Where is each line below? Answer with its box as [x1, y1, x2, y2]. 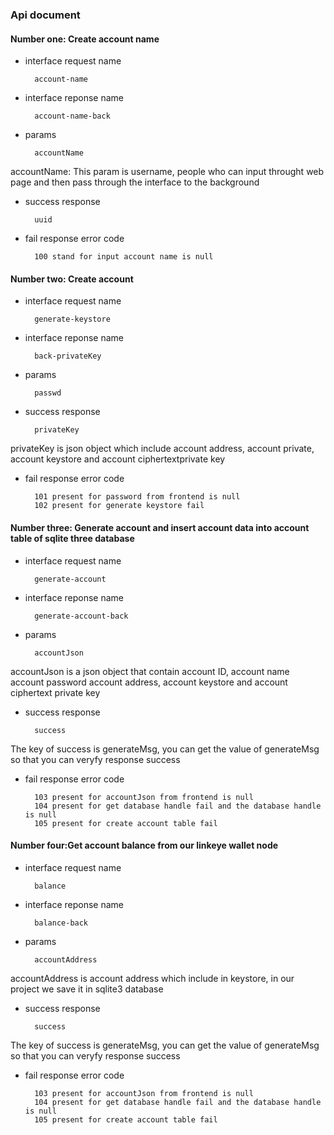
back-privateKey [34, 351, 102, 362]
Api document [10, 8, 81, 22]
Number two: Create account [10, 273, 134, 285]
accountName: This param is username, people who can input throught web [10, 166, 325, 178]
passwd [34, 388, 62, 398]
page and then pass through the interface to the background [10, 176, 260, 188]
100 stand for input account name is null [34, 252, 214, 262]
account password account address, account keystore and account [10, 676, 288, 688]
